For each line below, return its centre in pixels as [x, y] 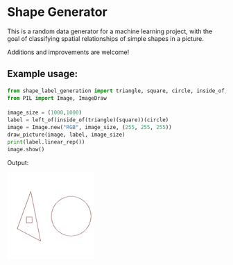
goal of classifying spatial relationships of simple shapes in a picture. [106, 38]
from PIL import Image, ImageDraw [57, 98]
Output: [18, 162]
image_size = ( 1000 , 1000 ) [44, 113]
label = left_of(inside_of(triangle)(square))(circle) [88, 120]
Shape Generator [57, 12]
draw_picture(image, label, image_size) [67, 135]
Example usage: [43, 74]
